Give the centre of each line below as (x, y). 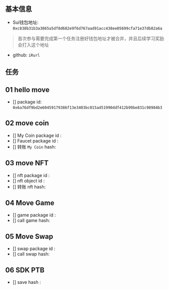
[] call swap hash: (31, 254)
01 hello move (27, 89)
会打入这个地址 (33, 45)
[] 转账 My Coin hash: (34, 147)
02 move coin (27, 123)
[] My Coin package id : (37, 135)
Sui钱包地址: (26, 22)
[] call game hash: (31, 221)
